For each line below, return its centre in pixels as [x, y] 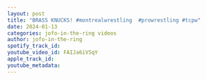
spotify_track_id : [34, 46]
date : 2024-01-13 [32, 26]
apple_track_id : [31, 59]
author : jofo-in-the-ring [45, 40]
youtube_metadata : [34, 65]
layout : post [26, 14]
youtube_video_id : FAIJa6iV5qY [53, 53]
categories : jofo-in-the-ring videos [62, 33]
